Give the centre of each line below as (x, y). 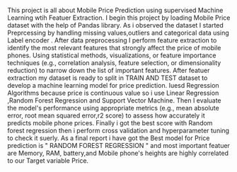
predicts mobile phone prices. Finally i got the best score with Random (110, 123)
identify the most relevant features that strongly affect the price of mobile (114, 48)
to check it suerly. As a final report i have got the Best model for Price (109, 138)
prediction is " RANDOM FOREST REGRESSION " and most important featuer (118, 145)
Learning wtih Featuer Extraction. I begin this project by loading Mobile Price (119, 18)
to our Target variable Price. (48, 161)
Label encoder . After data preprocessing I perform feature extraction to (112, 40)
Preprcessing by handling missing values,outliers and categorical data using (118, 33)
